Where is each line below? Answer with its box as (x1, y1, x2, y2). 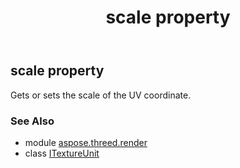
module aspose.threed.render (24, 136, 148, 148)
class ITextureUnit (24, 147, 100, 159)
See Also (10, 114, 55, 128)
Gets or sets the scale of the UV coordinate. (10, 89, 192, 101)
